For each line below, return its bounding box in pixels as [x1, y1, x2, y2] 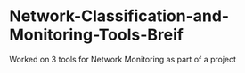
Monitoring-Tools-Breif [9, 25, 184, 45]
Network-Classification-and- [9, 6, 230, 26]
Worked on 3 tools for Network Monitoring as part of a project [9, 54, 237, 64]
